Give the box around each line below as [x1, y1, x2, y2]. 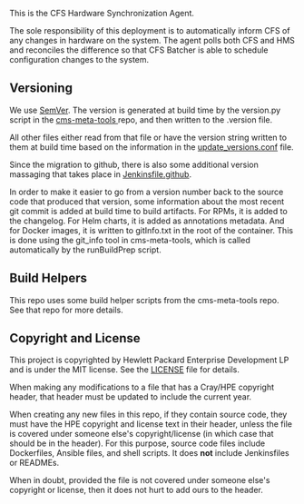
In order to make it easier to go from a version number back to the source [9, 186, 284, 197]
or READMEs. [9, 458, 60, 469]
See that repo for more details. [9, 304, 124, 315]
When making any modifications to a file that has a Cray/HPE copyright [9, 381, 275, 393]
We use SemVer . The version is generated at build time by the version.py [9, 104, 281, 115]
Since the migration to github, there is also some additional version [9, 159, 259, 170]
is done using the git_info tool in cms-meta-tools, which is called [9, 234, 251, 245]
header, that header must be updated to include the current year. [9, 391, 252, 402]
